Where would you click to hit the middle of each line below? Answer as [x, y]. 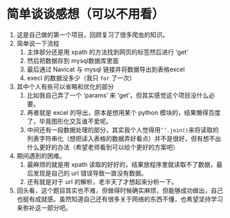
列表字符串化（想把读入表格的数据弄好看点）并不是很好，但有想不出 [124, 138]
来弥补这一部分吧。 [44, 208]
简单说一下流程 [38, 43]
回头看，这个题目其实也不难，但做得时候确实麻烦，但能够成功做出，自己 [120, 190]
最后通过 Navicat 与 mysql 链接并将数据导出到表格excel [106, 69]
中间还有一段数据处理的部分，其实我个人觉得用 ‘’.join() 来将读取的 [123, 129]
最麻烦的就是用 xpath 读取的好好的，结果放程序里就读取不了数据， [122, 164]
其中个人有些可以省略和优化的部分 [65, 87]
